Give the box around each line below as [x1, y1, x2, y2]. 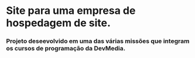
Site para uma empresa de [6, 4, 136, 17]
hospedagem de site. [6, 16, 111, 30]
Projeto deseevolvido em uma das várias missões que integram [6, 37, 190, 45]
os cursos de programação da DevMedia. [6, 45, 126, 53]
